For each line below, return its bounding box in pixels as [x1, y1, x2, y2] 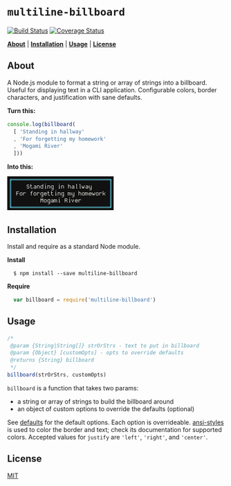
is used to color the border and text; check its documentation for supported [7, 425, 223, 433]
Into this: [7, 163, 33, 171]
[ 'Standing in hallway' [13, 128, 85, 135]
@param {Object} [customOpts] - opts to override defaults [10, 349, 185, 356]
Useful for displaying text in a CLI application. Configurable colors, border [7, 85, 217, 94]
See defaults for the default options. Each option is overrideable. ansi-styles [7, 418, 224, 426]
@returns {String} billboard [10, 357, 95, 364]
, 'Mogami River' [13, 143, 64, 150]
